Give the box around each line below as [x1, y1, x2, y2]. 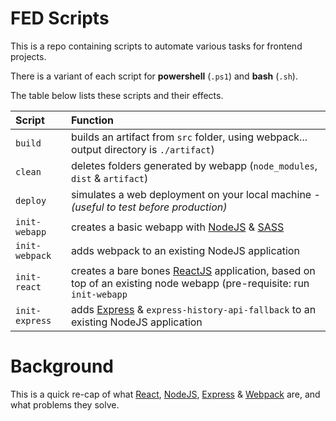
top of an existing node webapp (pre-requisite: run [70, 276, 310, 290]
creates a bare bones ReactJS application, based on [70, 263, 316, 277]
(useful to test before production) [70, 200, 228, 214]
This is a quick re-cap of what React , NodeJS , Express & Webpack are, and [10, 388, 321, 400]
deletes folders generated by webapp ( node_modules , [70, 158, 318, 172]
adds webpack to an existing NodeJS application [70, 243, 300, 257]
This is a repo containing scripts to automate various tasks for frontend [10, 40, 303, 52]
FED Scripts [10, 7, 110, 30]
